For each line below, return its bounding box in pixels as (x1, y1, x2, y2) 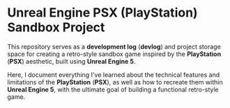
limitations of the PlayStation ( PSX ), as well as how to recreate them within (7, 78, 223, 86)
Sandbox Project (7, 19, 105, 35)
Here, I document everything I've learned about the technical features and (7, 71, 220, 79)
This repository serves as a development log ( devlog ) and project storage (7, 42, 221, 51)
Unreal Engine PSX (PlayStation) (7, 5, 198, 21)
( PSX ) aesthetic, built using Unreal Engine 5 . (7, 57, 136, 65)
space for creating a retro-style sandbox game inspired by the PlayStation (7, 50, 222, 58)
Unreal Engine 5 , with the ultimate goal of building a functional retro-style (7, 85, 220, 93)
